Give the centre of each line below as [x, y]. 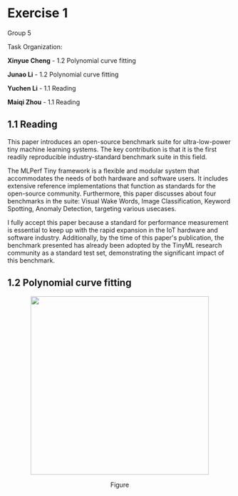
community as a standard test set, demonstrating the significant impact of [116, 253]
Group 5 [19, 33]
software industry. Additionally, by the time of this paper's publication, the [116, 238]
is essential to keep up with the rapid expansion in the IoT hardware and [113, 230]
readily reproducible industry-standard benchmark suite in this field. [107, 157]
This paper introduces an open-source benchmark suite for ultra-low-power [119, 141]
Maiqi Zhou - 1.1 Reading [44, 102]
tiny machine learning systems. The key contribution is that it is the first [112, 149]
